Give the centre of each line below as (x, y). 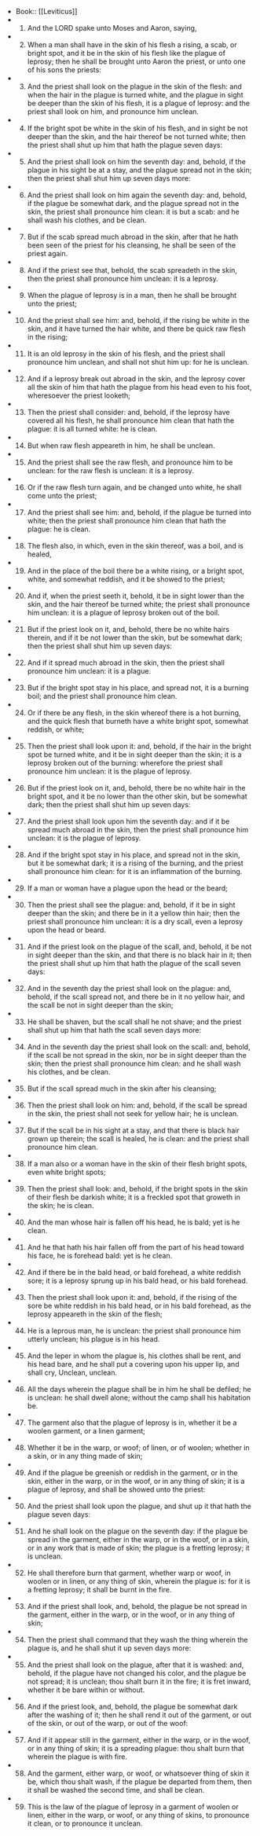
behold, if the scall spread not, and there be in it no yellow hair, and (136, 997)
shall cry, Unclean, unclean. (72, 1372)
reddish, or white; (56, 729)
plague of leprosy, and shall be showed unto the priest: (116, 1489)
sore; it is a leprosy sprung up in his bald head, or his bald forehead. (137, 1281)
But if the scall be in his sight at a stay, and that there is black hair (133, 1130)
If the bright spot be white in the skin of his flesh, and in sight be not (137, 128)
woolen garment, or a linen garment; (86, 1431)
